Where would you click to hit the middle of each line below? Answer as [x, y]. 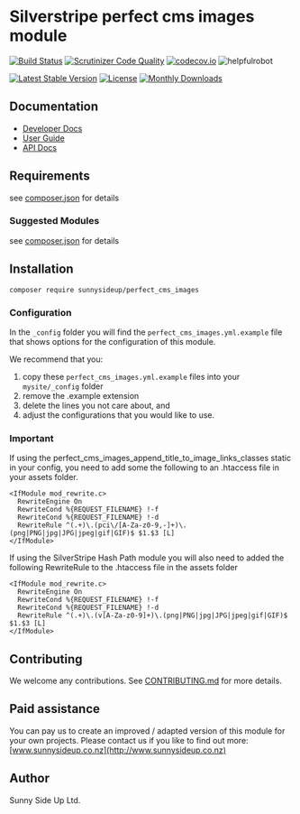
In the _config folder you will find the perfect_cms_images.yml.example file [146, 332]
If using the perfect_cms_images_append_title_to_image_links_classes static [150, 458]
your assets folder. [44, 477]
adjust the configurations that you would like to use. [118, 415]
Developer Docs [52, 128]
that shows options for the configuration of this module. [113, 341]
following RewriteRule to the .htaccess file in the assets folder [124, 568]
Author [29, 778]
